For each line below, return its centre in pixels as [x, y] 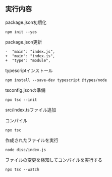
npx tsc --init [21, 100]
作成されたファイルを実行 [32, 140]
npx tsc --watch [22, 169]
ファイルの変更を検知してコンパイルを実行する [54, 160]
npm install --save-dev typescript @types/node [56, 80]
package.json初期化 [26, 22]
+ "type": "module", [28, 60]
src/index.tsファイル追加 [31, 110]
